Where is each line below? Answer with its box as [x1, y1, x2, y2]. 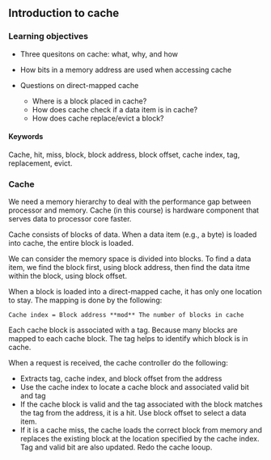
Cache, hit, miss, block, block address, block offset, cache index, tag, [8, 150, 240, 159]
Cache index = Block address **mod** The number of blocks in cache [8, 311, 244, 319]
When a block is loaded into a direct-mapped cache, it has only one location [8, 287, 262, 297]
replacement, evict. [8, 158, 73, 168]
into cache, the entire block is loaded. [8, 238, 134, 248]
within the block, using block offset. [8, 271, 128, 281]
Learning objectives [8, 31, 89, 42]
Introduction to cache [8, 6, 120, 20]
